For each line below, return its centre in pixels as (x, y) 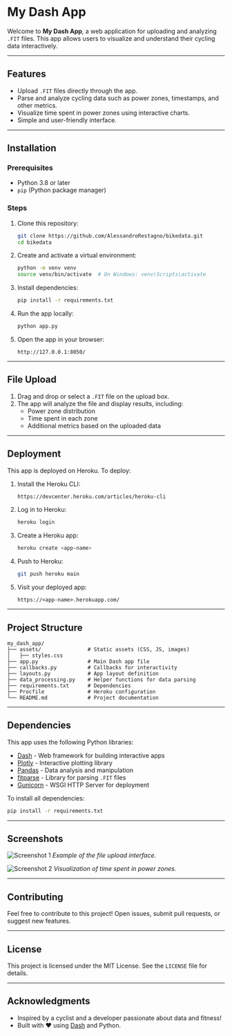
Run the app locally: (45, 314)
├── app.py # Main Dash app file (78, 661)
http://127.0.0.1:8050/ (51, 352)
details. (18, 973)
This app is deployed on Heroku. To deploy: (69, 470)
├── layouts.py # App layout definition (83, 673)
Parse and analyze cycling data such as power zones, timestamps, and (118, 98)
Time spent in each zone (62, 418)
